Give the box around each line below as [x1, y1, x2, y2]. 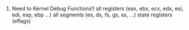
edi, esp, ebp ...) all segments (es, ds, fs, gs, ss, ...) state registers [11, 11, 173, 18]
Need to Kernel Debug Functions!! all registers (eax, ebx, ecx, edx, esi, [11, 5, 184, 12]
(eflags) [11, 18, 31, 24]
